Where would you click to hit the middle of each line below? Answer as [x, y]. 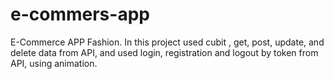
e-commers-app [80, 14]
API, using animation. [54, 63]
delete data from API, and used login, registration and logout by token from [164, 52]
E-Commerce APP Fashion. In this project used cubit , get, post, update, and [167, 42]
